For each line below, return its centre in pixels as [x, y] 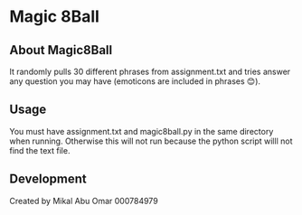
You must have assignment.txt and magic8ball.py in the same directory [142, 131]
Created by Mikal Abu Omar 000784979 [84, 201]
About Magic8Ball [61, 50]
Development [48, 179]
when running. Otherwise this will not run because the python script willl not [151, 141]
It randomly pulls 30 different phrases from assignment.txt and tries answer [150, 71]
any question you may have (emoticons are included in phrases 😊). [135, 81]
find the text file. [40, 150]
